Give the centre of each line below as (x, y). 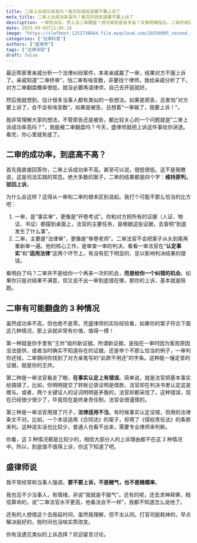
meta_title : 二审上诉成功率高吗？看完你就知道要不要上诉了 (70, 17)
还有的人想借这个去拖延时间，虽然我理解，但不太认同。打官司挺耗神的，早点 (98, 515)
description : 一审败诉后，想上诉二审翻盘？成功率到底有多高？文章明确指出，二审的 (95, 22)
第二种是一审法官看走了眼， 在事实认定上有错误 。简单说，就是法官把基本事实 (98, 378)
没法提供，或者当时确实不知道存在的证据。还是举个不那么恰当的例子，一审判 (98, 350)
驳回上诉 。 (19, 184)
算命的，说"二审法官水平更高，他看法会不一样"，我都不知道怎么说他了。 (98, 502)
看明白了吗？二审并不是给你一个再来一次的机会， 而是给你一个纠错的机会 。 (96, 273)
